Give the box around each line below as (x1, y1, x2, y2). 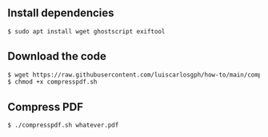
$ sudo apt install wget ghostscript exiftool (7, 27, 166, 35)
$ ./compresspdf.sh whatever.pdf (7, 121, 119, 130)
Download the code (7, 49, 107, 63)
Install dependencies (7, 6, 114, 20)
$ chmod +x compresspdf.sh (7, 78, 98, 86)
